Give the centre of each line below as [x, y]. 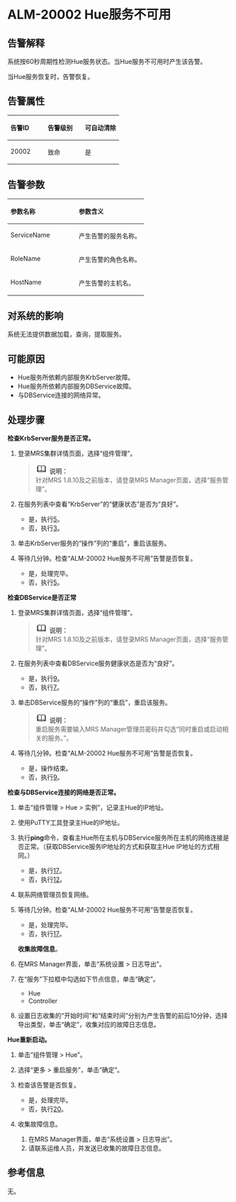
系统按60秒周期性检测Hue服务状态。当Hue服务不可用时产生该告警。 [107, 62]
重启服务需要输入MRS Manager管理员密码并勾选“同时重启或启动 [129, 729]
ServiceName [30, 235]
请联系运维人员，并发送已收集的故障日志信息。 [96, 1148]
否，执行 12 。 [47, 880]
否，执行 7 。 [46, 687]
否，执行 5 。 [46, 582]
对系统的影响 [35, 316]
